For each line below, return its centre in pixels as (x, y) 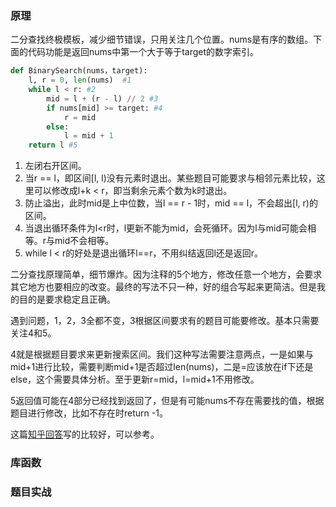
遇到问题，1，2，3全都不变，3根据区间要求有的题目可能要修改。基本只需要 (165, 321)
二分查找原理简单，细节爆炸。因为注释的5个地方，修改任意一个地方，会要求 (166, 274)
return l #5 (53, 145)
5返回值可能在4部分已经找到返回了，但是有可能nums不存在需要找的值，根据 (167, 401)
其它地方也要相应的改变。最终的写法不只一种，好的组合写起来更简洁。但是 (163, 287)
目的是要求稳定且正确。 (67, 299)
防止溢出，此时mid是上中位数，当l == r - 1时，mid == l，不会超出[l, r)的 (171, 203)
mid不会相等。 (84, 241)
